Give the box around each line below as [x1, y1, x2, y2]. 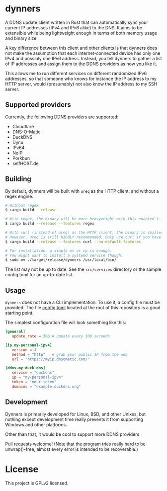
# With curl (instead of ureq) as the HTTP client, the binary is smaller [5, 230, 164, 235]
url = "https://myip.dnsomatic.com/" [11, 356, 90, 362]
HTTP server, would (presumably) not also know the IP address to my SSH [5, 81, 158, 87]
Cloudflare [12, 123, 34, 129]
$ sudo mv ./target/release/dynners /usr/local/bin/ [5, 257, 117, 262]
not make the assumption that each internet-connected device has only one [5, 50, 161, 56]
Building [5, 175, 31, 183]
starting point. [5, 310, 34, 316]
